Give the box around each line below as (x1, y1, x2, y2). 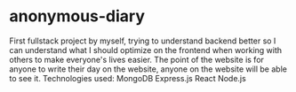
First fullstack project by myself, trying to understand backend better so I (9, 35, 276, 46)
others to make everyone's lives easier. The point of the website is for (9, 54, 265, 65)
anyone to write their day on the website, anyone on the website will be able (9, 64, 287, 74)
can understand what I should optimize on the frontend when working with (9, 44, 283, 55)
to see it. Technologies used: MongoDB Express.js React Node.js (9, 73, 246, 83)
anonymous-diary (9, 6, 145, 27)
